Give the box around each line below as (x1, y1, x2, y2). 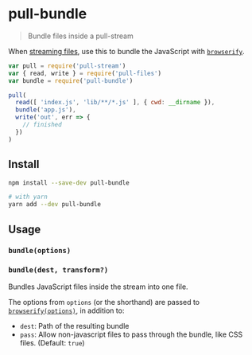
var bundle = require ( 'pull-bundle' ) (8, 76, 134, 84)
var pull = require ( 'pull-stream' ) (8, 61, 126, 70)
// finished (22, 121, 62, 129)
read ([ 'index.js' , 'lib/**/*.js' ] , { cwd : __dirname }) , (15, 99, 215, 107)
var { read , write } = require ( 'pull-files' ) (8, 69, 161, 77)
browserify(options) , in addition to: (8, 306, 125, 315)
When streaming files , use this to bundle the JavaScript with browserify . (8, 46, 245, 56)
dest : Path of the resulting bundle (19, 321, 130, 330)
